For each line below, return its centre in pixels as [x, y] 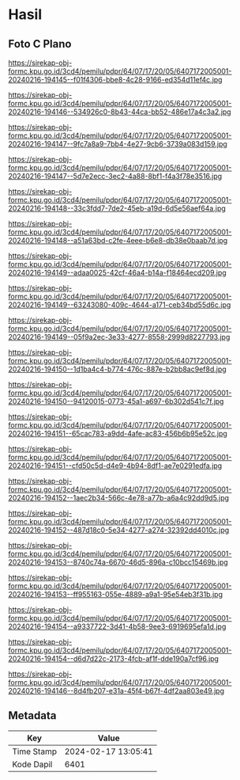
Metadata [32, 715]
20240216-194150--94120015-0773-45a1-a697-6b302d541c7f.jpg [116, 401]
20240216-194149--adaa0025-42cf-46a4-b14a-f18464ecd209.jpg [117, 272]
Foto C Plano [40, 44]
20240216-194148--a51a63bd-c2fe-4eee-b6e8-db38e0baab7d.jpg [118, 240]
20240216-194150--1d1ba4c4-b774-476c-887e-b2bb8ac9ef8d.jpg [117, 369]
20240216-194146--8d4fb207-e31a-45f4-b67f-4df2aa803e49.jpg [116, 691]
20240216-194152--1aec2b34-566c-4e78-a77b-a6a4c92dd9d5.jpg [119, 498]
